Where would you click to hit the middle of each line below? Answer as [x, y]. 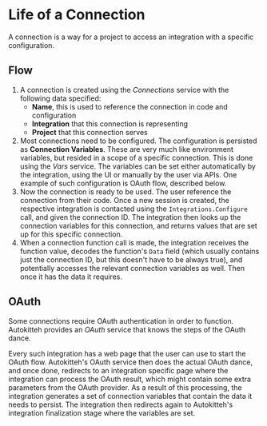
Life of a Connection [77, 15]
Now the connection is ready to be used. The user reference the [126, 191]
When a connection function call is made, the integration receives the [134, 242]
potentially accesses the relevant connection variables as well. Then [132, 268]
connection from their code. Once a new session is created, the [124, 200]
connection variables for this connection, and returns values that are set [138, 225]
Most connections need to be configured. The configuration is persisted [138, 141]
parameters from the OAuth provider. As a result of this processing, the [125, 387]
